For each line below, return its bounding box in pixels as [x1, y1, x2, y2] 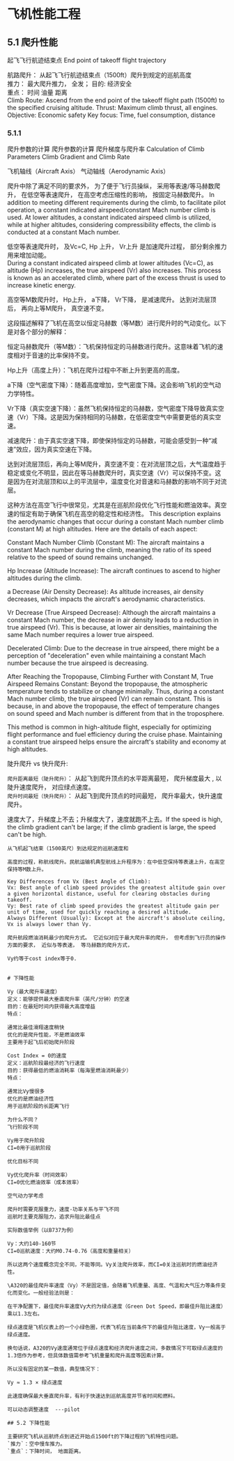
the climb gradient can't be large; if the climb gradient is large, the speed [7, 823, 217, 831]
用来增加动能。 [7, 251, 50, 260]
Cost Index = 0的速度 [7, 1052, 67, 1059]
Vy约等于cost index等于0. [7, 955, 77, 962]
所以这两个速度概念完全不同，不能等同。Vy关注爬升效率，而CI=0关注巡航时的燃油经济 [7, 1261, 218, 1268]
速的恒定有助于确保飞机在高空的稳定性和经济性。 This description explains [7, 510, 221, 518]
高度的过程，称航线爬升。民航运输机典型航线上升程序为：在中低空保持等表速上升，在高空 [7, 859, 225, 866]
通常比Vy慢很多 [7, 1088, 45, 1095]
